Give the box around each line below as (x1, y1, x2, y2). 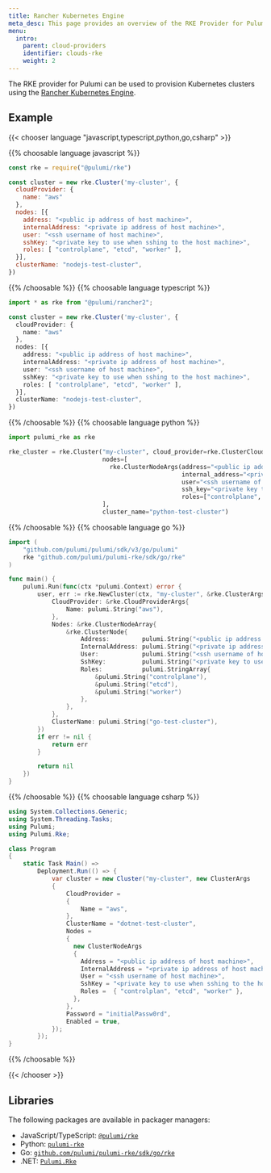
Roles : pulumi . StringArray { (80, 665, 211, 673)
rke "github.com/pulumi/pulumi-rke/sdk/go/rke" (23, 553, 186, 561)
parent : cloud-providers (23, 42, 106, 50)
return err (51, 740, 89, 748)
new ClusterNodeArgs (73, 942, 143, 950)
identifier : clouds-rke (23, 49, 103, 57)
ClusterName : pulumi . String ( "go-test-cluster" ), (51, 718, 219, 727)
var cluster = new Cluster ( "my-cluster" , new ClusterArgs (51, 875, 251, 883)
